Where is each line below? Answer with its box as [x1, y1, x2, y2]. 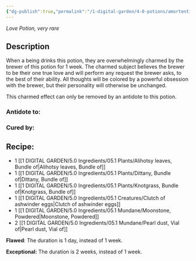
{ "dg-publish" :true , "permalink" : [6, 8, 87, 15]
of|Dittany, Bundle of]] [14, 176, 68, 183]
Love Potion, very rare [6, 25, 60, 32]
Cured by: [6, 123, 35, 132]
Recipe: [6, 142, 34, 152]
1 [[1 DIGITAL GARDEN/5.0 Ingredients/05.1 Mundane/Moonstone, [14, 207, 171, 214]
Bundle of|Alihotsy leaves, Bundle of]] [14, 163, 106, 170]
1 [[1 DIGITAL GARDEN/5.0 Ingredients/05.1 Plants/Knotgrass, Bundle [14, 182, 179, 189]
